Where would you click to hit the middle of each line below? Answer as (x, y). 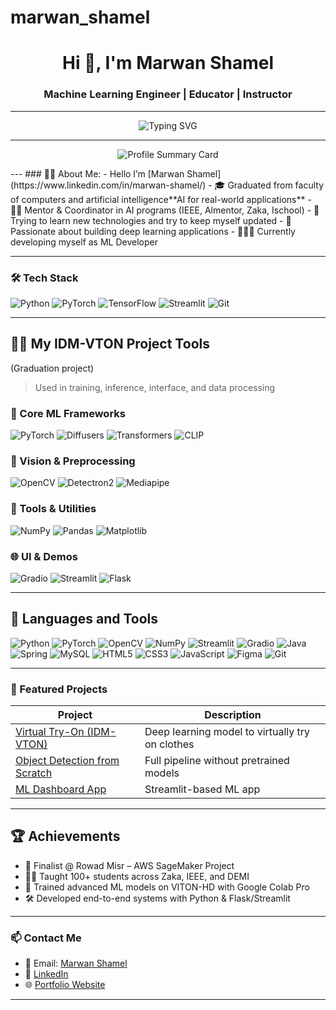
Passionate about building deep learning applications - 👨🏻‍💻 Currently (153, 231)
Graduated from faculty (276, 185)
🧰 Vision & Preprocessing (73, 461)
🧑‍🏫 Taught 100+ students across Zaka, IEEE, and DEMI (137, 876)
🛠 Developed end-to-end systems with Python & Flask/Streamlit (157, 898)
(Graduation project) (52, 368)
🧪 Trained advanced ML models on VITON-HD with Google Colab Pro (167, 887)
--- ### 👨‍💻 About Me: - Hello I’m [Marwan (97, 173)
